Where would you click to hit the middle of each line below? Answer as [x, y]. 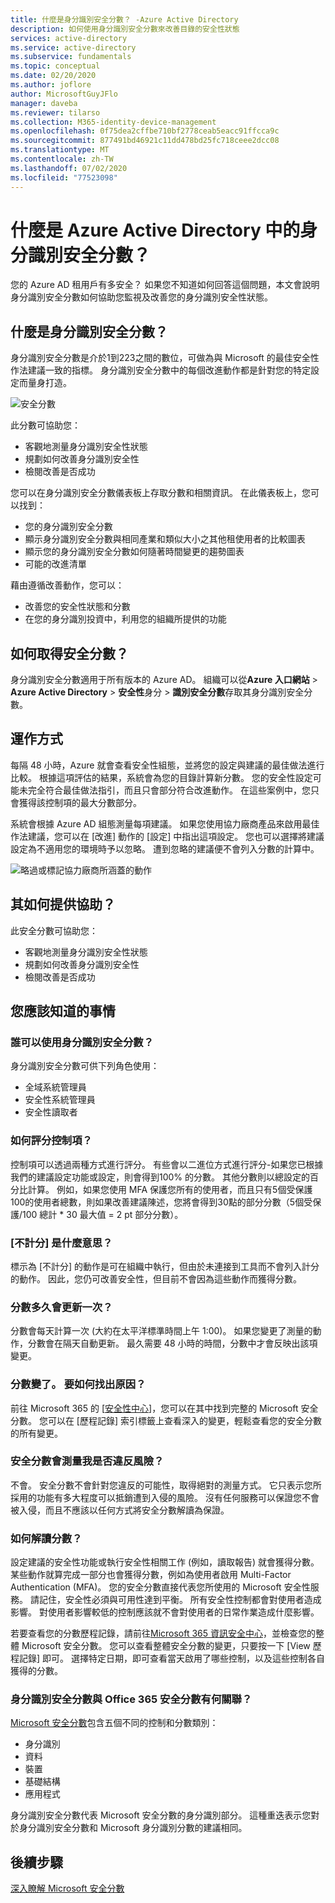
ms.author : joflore [51, 85]
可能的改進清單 [55, 564]
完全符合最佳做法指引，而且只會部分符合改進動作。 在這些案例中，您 [169, 790]
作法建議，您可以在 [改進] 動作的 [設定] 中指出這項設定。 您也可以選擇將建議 [167, 836]
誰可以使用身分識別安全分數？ [82, 1042]
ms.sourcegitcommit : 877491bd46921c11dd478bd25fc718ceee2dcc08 [145, 141]
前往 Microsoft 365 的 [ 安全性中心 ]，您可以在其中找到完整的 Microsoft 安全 [164, 1408]
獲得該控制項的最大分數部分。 [80, 802]
